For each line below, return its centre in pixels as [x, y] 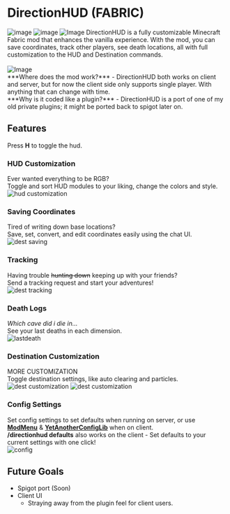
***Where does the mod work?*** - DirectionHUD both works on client [112, 77]
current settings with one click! [52, 442]
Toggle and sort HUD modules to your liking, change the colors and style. [113, 186]
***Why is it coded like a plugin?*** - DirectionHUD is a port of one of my [115, 99]
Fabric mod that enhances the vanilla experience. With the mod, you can [111, 39]
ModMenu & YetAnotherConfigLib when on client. [80, 427]
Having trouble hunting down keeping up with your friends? [92, 275]
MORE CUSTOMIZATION [43, 371]
